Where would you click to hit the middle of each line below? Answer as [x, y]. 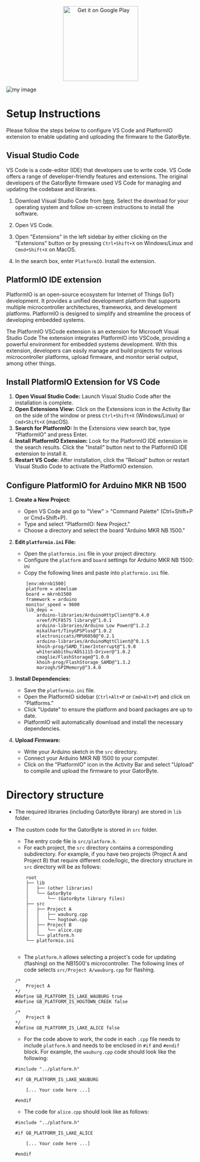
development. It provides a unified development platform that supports [93, 301]
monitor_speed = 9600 [53, 605]
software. [27, 213]
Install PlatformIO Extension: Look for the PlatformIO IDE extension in [101, 441]
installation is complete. [44, 403]
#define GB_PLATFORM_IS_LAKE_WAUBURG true [69, 997]
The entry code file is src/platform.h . [70, 841]
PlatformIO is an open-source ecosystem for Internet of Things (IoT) [90, 294]
